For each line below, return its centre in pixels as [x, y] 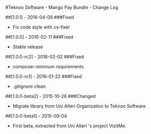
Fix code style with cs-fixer [41, 27]
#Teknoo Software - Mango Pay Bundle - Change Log [62, 7]
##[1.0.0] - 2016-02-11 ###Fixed [39, 37]
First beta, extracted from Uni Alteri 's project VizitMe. [69, 126]
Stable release [28, 47]
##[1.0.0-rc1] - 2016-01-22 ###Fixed [44, 76]
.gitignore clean [29, 86]
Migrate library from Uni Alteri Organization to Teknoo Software [79, 106]
